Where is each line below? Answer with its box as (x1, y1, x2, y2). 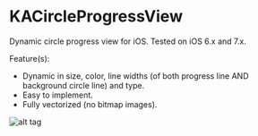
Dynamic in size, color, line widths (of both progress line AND (21, 70, 249, 81)
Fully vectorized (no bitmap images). (21, 98, 158, 109)
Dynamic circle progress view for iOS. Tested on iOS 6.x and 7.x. (9, 36, 246, 47)
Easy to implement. (21, 89, 94, 100)
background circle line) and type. (21, 80, 145, 90)
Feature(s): (9, 53, 50, 64)
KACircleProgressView (9, 6, 184, 27)
